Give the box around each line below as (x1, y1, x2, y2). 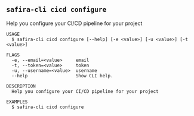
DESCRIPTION (6, 83, 36, 89)
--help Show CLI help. (11, 73, 113, 79)
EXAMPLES (6, 99, 28, 105)
